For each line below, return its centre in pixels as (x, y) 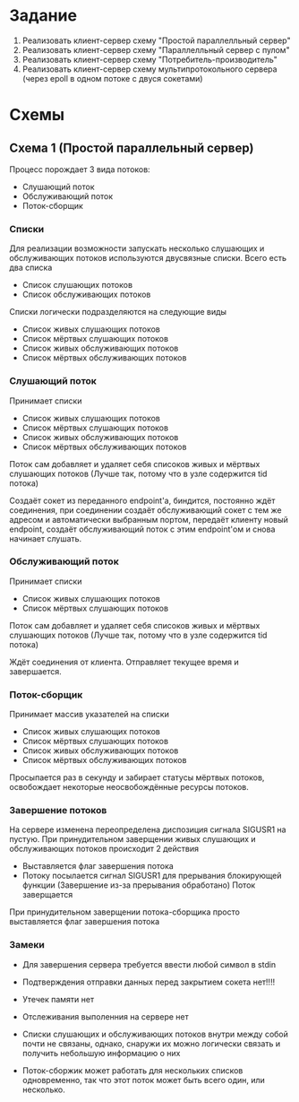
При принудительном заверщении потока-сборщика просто (124, 912)
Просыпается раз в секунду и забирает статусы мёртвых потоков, (137, 777)
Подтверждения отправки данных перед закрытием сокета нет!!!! (149, 982)
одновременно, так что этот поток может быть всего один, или (144, 1080)
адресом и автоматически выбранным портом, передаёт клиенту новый (149, 519)
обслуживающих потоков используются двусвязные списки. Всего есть (148, 258)
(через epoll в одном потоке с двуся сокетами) (112, 78)
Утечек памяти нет (58, 999)
